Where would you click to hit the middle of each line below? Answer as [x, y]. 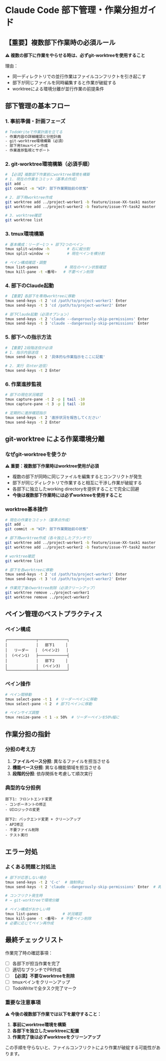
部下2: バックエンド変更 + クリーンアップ [43, 819]
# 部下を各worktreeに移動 [29, 570]
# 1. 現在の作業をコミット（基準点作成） [42, 179]
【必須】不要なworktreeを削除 [43, 976]
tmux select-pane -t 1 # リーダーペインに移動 [51, 699]
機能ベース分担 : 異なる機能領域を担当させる [57, 767]
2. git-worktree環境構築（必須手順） [49, 164]
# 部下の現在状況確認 [24, 395]
